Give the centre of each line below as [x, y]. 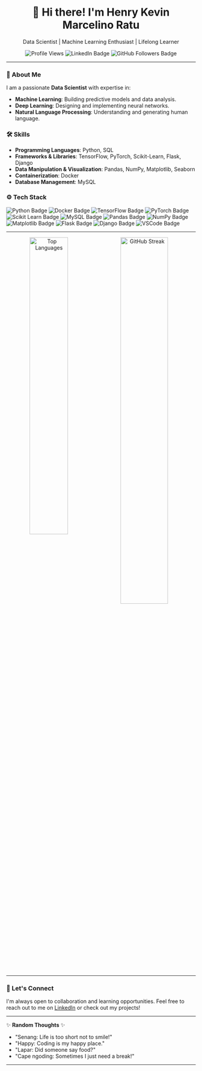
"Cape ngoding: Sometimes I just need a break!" [75, 1056]
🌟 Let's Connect [30, 988]
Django [24, 162]
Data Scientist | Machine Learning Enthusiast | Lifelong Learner [101, 41]
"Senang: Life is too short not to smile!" [63, 1037]
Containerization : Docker [47, 175]
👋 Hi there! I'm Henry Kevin [101, 12]
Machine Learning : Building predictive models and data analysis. [95, 99]
